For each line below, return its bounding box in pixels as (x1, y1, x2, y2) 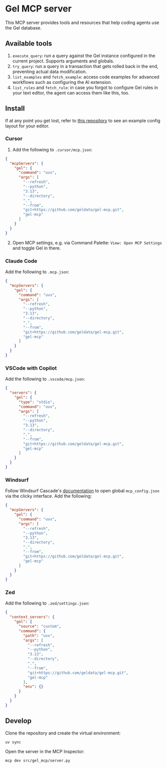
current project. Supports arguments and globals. (12, 58, 114, 64)
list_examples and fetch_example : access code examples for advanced (12, 73, 159, 80)
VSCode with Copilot (5, 364, 57, 371)
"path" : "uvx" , (23, 633, 55, 638)
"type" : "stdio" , (18, 399, 55, 405)
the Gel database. (5, 24, 41, 30)
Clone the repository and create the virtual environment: (5, 730, 121, 736)
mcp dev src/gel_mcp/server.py (5, 758, 70, 764)
